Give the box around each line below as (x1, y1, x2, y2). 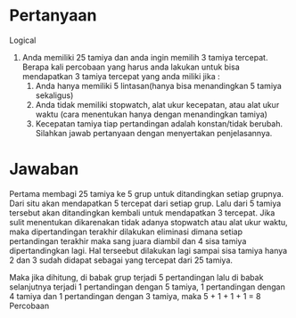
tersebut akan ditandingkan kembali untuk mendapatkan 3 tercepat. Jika (9, 207, 275, 218)
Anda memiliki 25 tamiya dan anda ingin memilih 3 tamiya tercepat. (21, 52, 268, 62)
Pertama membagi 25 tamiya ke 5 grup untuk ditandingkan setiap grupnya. (9, 188, 284, 199)
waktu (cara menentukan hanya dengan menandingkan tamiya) (35, 109, 267, 119)
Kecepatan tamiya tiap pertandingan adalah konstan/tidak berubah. (35, 118, 284, 129)
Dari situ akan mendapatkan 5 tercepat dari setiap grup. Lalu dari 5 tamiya (9, 198, 282, 208)
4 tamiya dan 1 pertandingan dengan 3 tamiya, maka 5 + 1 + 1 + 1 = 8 (9, 290, 261, 301)
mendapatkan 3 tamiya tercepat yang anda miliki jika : (21, 70, 220, 81)
